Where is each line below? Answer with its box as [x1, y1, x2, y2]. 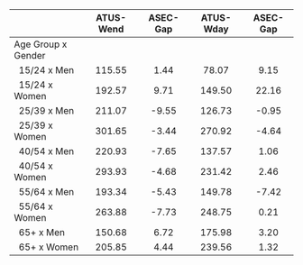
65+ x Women [18, 241, 79, 253]
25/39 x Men [18, 105, 75, 116]
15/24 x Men [18, 64, 75, 76]
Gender [14, 50, 46, 61]
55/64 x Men [18, 186, 75, 197]
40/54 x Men [18, 145, 75, 157]
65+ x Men [18, 226, 66, 238]
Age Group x [14, 38, 68, 50]
